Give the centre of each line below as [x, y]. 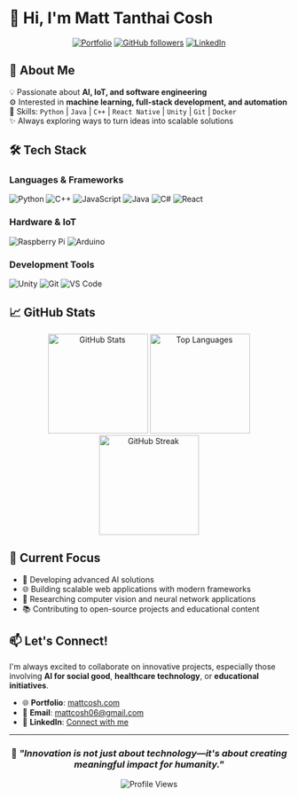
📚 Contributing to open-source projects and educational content [141, 609]
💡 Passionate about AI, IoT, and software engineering [108, 91]
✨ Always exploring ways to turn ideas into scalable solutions [121, 121]
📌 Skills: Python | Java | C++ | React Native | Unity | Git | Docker [123, 111]
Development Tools [52, 264]
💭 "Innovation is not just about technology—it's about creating [149, 754]
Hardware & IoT [43, 223]
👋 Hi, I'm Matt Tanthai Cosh [111, 18]
